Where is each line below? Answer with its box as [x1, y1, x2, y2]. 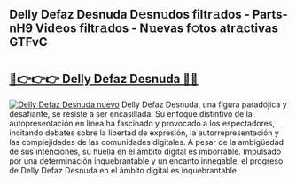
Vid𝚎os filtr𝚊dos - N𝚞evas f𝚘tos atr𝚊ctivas [35, 21, 279, 36]
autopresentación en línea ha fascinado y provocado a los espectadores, [9, 119, 276, 128]
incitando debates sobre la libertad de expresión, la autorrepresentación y [9, 127, 279, 138]
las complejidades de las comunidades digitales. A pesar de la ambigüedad [9, 137, 284, 147]
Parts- [252, 7, 288, 22]
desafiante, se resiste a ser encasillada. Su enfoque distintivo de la [9, 109, 253, 119]
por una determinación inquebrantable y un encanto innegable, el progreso [9, 156, 284, 166]
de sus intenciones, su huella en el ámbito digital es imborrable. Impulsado [9, 146, 282, 157]
